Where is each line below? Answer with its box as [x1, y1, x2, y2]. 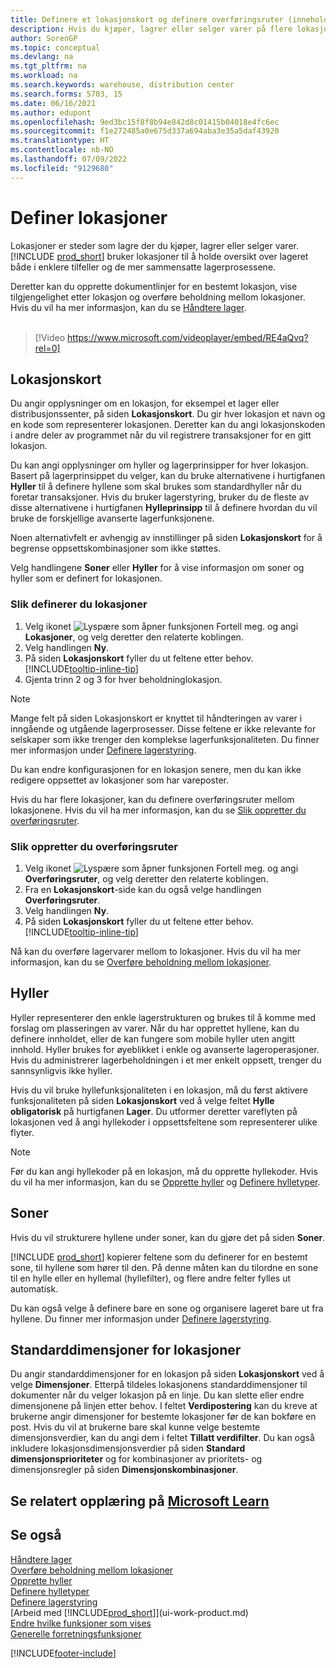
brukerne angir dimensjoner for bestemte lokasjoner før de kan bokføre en [10, 1411, 317, 1423]
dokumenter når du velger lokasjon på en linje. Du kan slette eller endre [10, 1389, 305, 1401]
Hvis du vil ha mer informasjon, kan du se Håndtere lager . [10, 301, 247, 313]
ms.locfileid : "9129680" [10, 163, 114, 173]
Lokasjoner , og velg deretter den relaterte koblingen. [24, 631, 244, 643]
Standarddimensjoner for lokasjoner [10, 1341, 242, 1358]
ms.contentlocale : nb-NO [10, 145, 114, 155]
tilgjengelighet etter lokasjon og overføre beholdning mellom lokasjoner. [10, 291, 306, 303]
